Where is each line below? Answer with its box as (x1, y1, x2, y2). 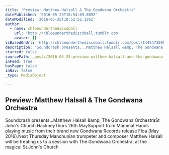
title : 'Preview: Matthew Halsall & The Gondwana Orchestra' (5, 7, 136, 13)
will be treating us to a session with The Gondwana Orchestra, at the (5, 138, 147, 144)
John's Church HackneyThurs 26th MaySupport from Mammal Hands (5, 122, 149, 128)
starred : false (5, 49, 37, 54)
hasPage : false (5, 63, 37, 68)
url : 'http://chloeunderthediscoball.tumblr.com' (14, 31, 121, 36)
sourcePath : (5, 54, 30, 59)
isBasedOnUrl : (5, 40, 35, 45)
